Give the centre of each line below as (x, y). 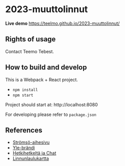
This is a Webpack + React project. (42, 79)
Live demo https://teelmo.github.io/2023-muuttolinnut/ (62, 23)
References (24, 130)
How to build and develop (46, 68)
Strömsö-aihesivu (31, 142)
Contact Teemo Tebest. (30, 51)
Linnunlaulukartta (31, 158)
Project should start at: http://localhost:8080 (51, 104)
